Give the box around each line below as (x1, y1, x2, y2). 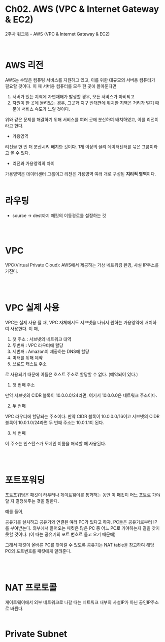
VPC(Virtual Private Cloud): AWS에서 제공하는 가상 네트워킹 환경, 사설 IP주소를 (5, 262, 159, 268)
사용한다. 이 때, (10, 325, 39, 332)
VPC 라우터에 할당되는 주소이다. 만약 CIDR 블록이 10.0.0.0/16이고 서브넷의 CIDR (5, 413, 160, 419)
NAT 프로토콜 (5, 582, 58, 593)
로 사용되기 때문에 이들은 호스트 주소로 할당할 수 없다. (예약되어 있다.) (5, 371, 138, 377)
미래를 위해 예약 (12, 354, 43, 360)
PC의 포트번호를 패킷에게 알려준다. (5, 548, 72, 554)
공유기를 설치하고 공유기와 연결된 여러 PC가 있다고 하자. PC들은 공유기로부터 (5, 519, 153, 525)
